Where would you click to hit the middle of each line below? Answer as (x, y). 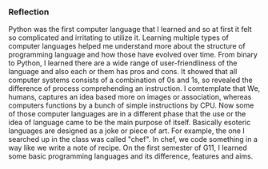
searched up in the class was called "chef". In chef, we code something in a (133, 140)
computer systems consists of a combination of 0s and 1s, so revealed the (131, 80)
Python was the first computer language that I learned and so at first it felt (130, 29)
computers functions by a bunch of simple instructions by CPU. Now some (131, 105)
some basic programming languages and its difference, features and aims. (131, 156)
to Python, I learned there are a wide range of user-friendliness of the (123, 63)
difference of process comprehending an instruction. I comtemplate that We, (134, 88)
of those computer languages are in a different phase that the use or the (127, 114)
